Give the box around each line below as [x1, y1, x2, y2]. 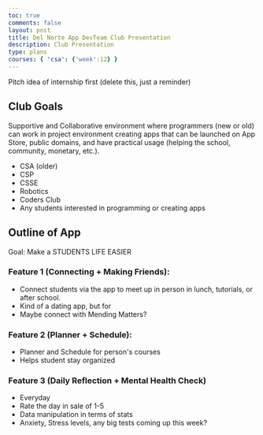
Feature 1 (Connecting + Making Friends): [8, 266, 170, 277]
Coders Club [19, 195, 61, 204]
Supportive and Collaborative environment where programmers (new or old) [8, 121, 254, 130]
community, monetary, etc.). [8, 146, 100, 155]
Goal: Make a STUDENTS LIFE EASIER [8, 247, 131, 256]
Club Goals [8, 100, 63, 113]
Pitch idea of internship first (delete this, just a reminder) [8, 76, 191, 87]
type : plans [8, 48, 47, 56]
